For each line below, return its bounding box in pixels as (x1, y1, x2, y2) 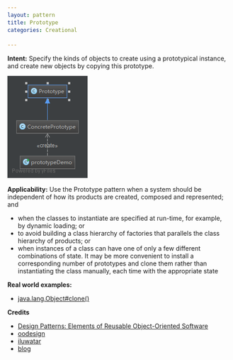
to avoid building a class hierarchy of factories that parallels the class (17, 229, 220, 238)
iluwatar (17, 337, 41, 346)
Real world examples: (7, 280, 72, 289)
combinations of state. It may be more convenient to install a (17, 252, 194, 261)
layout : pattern (7, 11, 55, 18)
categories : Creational (7, 26, 78, 33)
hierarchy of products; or (17, 236, 91, 245)
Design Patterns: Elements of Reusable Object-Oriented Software (17, 322, 209, 330)
